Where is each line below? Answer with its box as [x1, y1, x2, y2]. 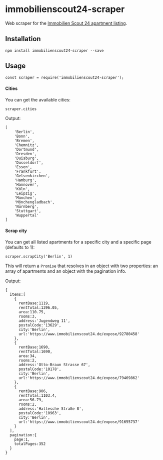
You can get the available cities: [5, 96, 71, 102]
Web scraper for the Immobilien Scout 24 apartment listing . [5, 20, 127, 26]
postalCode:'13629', [18, 322, 61, 327]
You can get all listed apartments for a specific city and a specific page [5, 239, 151, 245]
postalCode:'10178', [18, 367, 61, 372]
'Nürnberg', [14, 204, 39, 209]
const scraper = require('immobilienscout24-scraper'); [5, 75, 124, 80]
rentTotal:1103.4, [18, 393, 57, 398]
